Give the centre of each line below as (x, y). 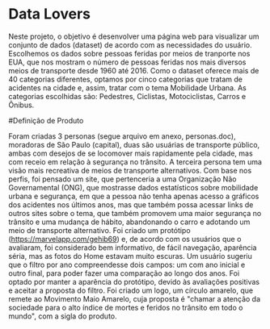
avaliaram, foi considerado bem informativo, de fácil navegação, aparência (133, 248)
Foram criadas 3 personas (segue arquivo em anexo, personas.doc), (122, 136)
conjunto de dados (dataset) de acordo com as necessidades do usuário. (130, 44)
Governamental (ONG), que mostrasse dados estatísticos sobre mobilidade (133, 187)
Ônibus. (21, 105)
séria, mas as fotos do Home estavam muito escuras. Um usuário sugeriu (131, 256)
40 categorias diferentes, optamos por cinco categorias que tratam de (126, 79)
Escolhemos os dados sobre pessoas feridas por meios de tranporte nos (129, 53)
